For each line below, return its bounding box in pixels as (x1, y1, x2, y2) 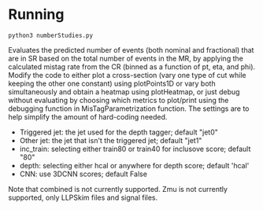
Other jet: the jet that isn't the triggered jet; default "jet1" (19, 135, 202, 145)
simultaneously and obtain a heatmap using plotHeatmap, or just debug (8, 87, 240, 96)
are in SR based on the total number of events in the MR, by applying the (8, 53, 244, 63)
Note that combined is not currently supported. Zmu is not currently (8, 184, 228, 193)
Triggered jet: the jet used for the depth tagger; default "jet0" (19, 127, 219, 137)
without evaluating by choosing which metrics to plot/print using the (8, 95, 229, 105)
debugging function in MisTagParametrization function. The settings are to (8, 104, 250, 113)
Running (8, 6, 65, 24)
